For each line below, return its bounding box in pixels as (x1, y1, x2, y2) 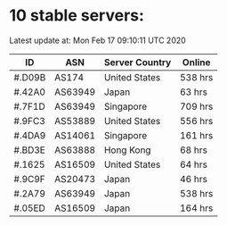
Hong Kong (103, 144, 151, 156)
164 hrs (179, 202, 214, 214)
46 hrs (179, 172, 207, 185)
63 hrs (179, 86, 207, 98)
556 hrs (179, 114, 214, 127)
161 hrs (179, 129, 214, 141)
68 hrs (179, 144, 207, 156)
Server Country (103, 55, 172, 68)
